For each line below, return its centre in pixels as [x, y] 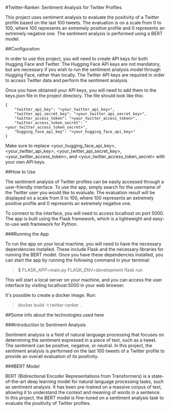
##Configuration [22, 49]
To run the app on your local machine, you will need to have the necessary [83, 244]
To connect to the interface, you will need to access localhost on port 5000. [85, 213]
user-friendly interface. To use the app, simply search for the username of [83, 187]
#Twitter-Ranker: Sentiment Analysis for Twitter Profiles [64, 7]
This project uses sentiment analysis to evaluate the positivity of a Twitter [82, 17]
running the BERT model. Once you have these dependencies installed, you [84, 255]
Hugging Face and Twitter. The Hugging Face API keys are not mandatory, [83, 64]
